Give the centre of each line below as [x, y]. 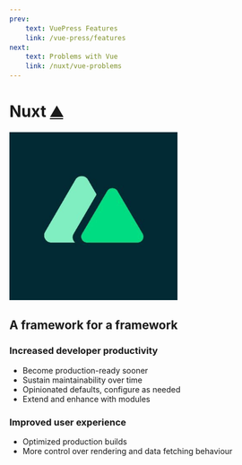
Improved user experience [68, 422]
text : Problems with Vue [72, 57]
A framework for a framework [94, 326]
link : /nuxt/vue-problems [74, 66]
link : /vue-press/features [76, 38]
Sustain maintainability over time [82, 380]
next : [19, 47]
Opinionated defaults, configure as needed [101, 389]
